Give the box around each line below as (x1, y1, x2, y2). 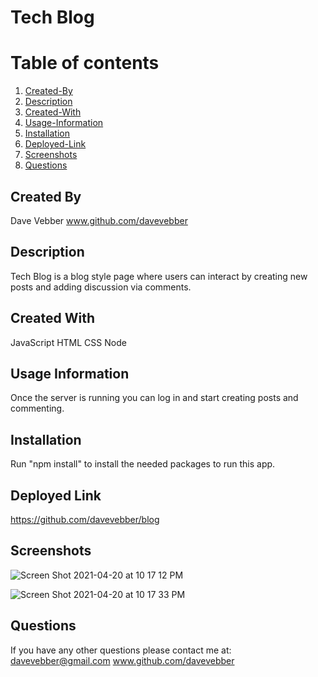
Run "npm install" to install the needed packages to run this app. (10, 458, 276, 470)
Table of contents (10, 52, 160, 75)
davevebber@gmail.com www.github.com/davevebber (10, 654, 235, 666)
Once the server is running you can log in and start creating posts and (10, 392, 299, 404)
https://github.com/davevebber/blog (10, 514, 160, 525)
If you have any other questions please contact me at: (10, 644, 232, 656)
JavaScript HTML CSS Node (10, 336, 127, 348)
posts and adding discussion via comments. (10, 281, 192, 293)
